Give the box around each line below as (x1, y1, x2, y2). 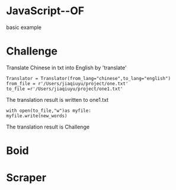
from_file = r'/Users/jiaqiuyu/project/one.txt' (6, 80, 129, 86)
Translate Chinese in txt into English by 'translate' (6, 64, 127, 71)
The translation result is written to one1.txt (6, 96, 108, 103)
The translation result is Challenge (6, 123, 90, 130)
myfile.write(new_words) (6, 112, 68, 119)
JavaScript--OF (6, 4, 85, 18)
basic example (6, 24, 42, 31)
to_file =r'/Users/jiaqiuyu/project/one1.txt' (6, 86, 123, 92)
